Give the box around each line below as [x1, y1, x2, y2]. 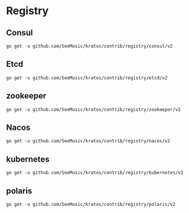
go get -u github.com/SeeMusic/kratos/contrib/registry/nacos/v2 [6, 138, 170, 144]
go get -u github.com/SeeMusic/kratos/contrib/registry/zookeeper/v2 [6, 106, 181, 113]
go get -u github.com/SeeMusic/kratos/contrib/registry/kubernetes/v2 [6, 170, 184, 176]
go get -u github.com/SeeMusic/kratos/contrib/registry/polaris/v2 [6, 202, 176, 208]
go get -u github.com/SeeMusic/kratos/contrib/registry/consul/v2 [6, 43, 173, 49]
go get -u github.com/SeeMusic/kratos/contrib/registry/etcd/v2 [6, 75, 168, 81]
